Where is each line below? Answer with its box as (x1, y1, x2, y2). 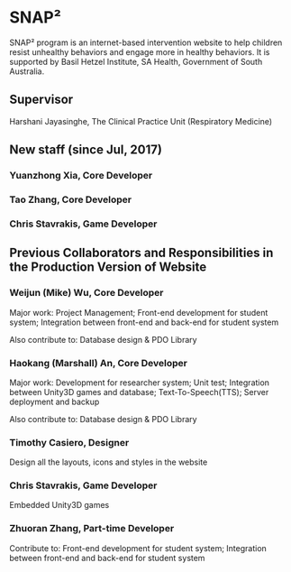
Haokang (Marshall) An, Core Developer (9, 356, 187, 369)
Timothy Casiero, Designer (9, 436, 130, 448)
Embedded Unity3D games (9, 500, 110, 511)
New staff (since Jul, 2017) (9, 143, 162, 158)
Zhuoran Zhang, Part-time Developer (9, 522, 175, 535)
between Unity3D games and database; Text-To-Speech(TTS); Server (9, 386, 269, 397)
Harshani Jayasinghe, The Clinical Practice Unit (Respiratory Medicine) (9, 115, 273, 126)
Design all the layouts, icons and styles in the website (9, 457, 208, 467)
